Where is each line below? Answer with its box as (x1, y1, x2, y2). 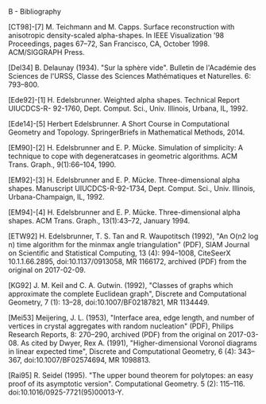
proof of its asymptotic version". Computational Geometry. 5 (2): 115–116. (8, 379, 245, 388)
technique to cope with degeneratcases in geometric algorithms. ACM (8, 151, 238, 161)
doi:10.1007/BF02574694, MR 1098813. (23, 355, 151, 364)
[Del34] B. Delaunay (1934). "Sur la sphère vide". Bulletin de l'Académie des (8, 63, 256, 72)
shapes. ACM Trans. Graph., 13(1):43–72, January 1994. (8, 216, 191, 225)
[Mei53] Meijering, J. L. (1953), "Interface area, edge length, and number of (8, 313, 255, 322)
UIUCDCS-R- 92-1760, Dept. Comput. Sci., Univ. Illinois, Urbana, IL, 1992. (8, 103, 249, 113)
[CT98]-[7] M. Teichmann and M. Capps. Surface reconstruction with (8, 22, 235, 31)
